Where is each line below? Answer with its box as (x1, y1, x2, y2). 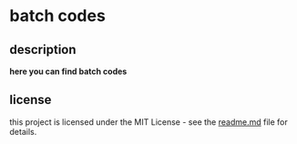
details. (9, 126, 37, 137)
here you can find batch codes (9, 66, 128, 77)
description (9, 42, 77, 57)
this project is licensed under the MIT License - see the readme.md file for (9, 116, 289, 128)
